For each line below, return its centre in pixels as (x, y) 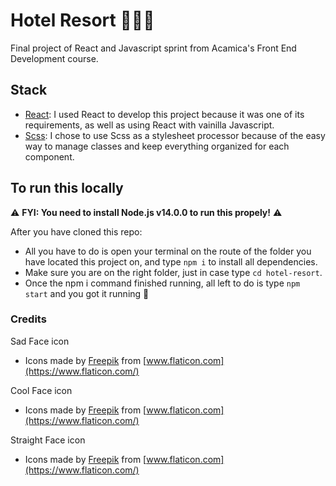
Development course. (54, 58)
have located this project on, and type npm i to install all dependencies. (171, 261)
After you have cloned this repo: (76, 231)
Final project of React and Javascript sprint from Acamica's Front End (153, 48)
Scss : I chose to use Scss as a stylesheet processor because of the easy (175, 135)
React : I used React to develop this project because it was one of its (164, 114)
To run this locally (67, 188)
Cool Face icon (41, 390)
